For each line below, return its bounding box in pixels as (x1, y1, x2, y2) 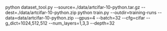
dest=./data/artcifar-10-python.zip (5, 9, 77, 15)
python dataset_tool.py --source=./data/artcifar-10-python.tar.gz (5, 4, 140, 10)
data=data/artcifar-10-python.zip (5, 15, 74, 20)
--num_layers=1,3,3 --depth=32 (48, 20, 115, 26)
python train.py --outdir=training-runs (77, 9, 157, 15)
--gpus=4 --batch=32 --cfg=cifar (74, 15, 145, 20)
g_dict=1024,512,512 (5, 20, 48, 26)
